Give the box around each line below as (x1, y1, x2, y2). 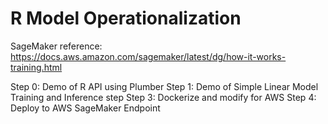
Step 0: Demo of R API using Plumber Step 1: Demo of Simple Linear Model (10, 80, 319, 92)
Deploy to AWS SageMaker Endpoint (10, 102, 161, 114)
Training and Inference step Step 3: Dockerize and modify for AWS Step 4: (10, 91, 317, 103)
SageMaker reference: (10, 40, 103, 52)
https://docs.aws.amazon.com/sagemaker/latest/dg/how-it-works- (10, 50, 287, 62)
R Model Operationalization (10, 7, 242, 30)
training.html (10, 61, 63, 73)
